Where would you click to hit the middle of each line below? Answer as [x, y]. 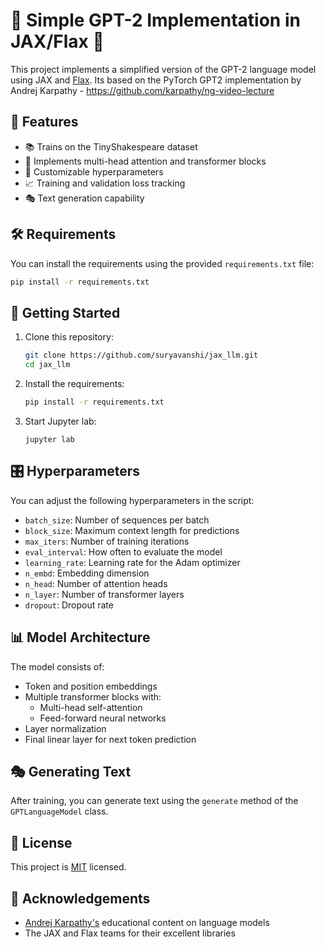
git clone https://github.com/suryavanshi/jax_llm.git [141, 355]
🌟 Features [44, 122]
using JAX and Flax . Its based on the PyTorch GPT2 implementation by [156, 80]
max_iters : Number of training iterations [107, 541]
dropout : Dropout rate [69, 605]
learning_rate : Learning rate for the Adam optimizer [132, 562]
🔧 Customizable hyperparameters [94, 171]
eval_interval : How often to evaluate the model [123, 551]
